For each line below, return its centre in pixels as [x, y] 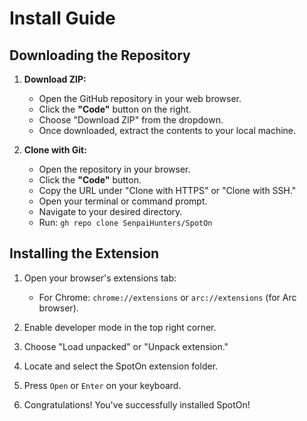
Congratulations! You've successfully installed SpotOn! [137, 404]
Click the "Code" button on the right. [115, 109]
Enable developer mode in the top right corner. [120, 327]
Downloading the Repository [100, 55]
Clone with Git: [55, 150]
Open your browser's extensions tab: [100, 278]
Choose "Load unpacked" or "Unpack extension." [126, 346]
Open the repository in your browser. [114, 169]
